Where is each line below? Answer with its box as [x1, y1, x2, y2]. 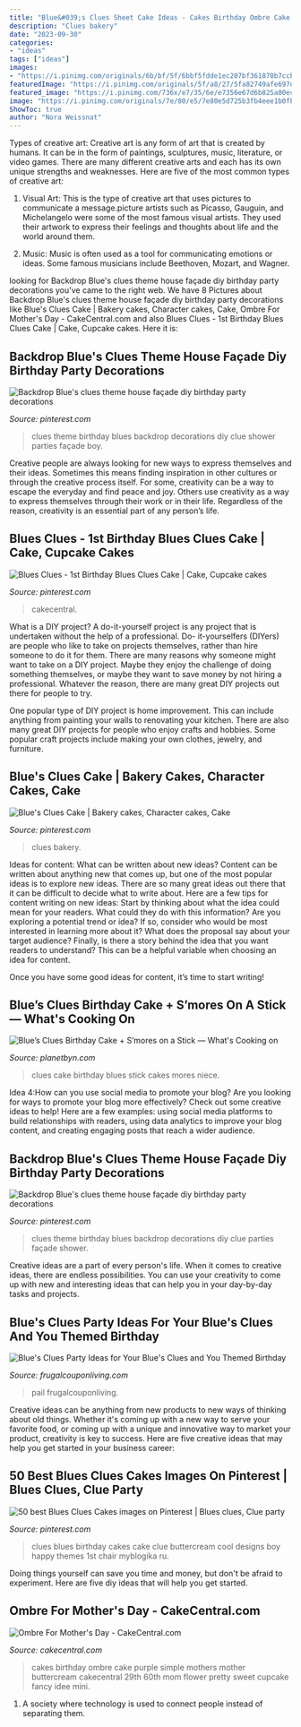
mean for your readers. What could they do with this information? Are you [9, 906, 280, 917]
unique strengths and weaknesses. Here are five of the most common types [9, 167, 289, 177]
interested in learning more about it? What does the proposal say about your [9, 925, 290, 936]
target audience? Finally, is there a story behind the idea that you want [9, 935, 269, 946]
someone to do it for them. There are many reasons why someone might [9, 649, 276, 660]
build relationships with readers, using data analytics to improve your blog [9, 1116, 282, 1127]
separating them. [21, 1707, 86, 1718]
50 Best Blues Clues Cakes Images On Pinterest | [9, 1468, 288, 1483]
